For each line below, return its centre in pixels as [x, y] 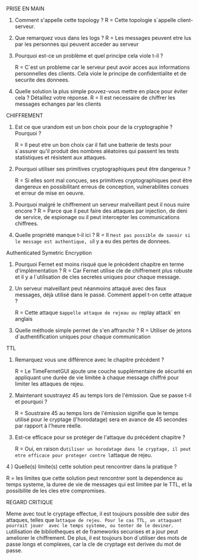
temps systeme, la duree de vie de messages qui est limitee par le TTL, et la [99, 484]
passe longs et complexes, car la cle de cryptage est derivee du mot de [94, 544]
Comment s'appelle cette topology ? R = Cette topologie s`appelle [95, 20]
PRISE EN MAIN [25, 9]
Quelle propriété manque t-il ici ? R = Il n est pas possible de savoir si [102, 235]
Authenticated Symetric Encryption [49, 253]
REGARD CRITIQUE [30, 502]
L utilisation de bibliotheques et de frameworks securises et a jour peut [92, 531]
